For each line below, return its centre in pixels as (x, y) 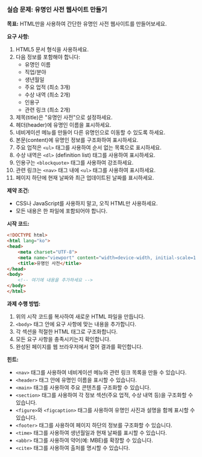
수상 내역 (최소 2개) (48, 95)
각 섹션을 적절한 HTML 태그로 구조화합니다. (67, 331)
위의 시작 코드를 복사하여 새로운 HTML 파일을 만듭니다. (80, 316)
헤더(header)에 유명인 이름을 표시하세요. (63, 125)
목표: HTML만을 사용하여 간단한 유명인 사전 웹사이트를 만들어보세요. (87, 24)
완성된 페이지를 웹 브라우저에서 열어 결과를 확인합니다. (79, 347)
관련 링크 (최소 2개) (48, 110)
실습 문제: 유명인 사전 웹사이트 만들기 (57, 9)
